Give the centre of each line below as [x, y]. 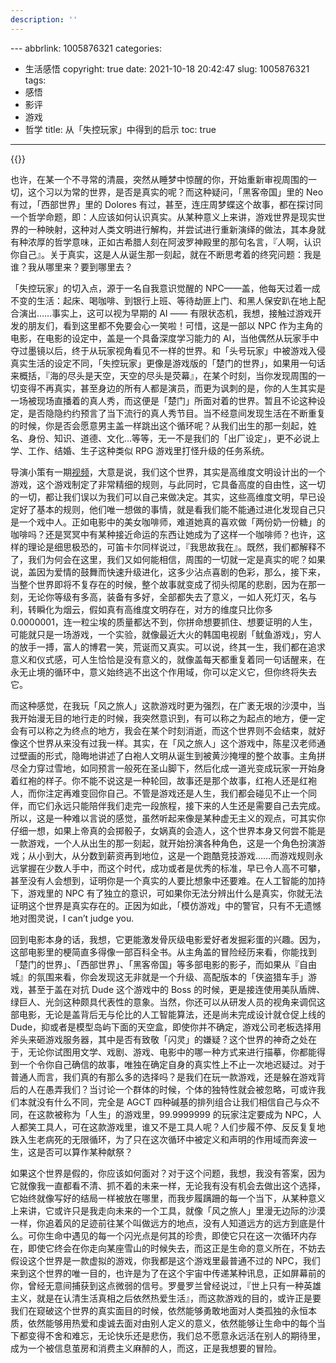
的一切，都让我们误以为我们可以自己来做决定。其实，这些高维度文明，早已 [163, 497]
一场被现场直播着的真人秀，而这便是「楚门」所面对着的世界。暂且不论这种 [163, 400]
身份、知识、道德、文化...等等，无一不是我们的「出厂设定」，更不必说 [169, 438]
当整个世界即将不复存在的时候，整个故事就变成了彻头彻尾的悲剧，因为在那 [163, 584]
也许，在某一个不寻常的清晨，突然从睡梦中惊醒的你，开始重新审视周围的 [159, 179]
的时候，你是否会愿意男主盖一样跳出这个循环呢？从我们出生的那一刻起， [159, 425]
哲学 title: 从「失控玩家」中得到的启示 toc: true [120, 129]
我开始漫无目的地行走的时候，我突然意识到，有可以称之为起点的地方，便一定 [168, 718]
